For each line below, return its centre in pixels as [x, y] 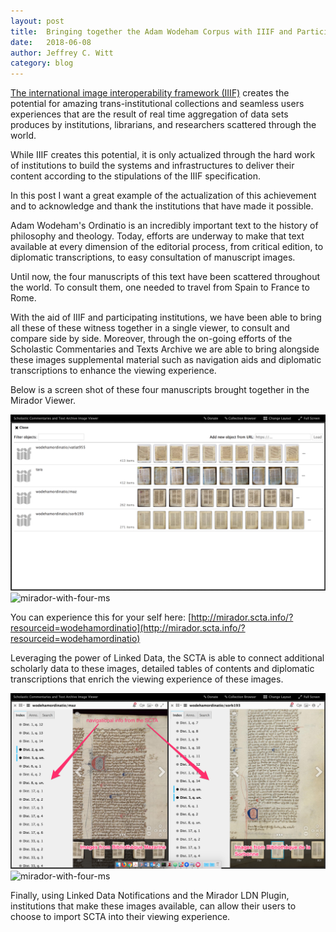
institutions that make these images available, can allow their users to [153, 906]
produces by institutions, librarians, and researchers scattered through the [163, 125]
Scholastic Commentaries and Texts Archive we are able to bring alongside [165, 349]
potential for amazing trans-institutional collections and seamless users [157, 104]
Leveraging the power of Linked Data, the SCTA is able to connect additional [167, 657]
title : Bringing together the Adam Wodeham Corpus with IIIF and [151, 31]
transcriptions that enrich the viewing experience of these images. [147, 679]
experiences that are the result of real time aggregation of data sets [149, 114]
